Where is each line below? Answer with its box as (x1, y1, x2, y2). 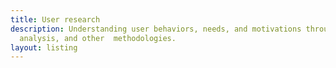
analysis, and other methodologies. (19, 33, 177, 43)
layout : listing (10, 42, 78, 53)
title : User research (10, 14, 101, 25)
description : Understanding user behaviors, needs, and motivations (10, 24, 302, 34)
